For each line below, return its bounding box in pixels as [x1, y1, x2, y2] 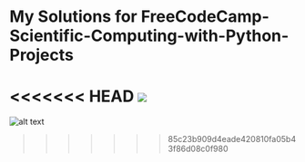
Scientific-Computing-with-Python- [9, 25, 290, 46]
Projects [9, 45, 75, 65]
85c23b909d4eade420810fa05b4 [168, 134, 297, 145]
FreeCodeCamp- [140, 6, 270, 27]
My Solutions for [9, 6, 138, 27]
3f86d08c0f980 [168, 143, 229, 155]
